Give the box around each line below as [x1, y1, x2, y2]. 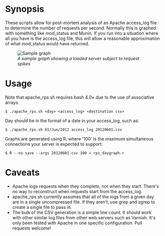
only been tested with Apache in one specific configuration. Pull [12, 220, 142, 226]
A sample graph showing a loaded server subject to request [17, 55, 139, 61]
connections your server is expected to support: [5, 141, 103, 147]
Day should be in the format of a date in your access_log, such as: [5, 117, 139, 124]
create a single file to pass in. [12, 204, 72, 210]
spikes [17, 61, 31, 67]
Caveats [5, 167, 40, 178]
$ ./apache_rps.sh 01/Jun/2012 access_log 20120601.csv [5, 127, 122, 132]
